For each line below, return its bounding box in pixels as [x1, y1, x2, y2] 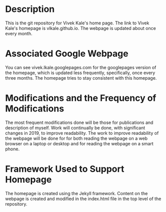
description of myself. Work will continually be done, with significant [5, 124, 146, 130]
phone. [5, 146, 20, 152]
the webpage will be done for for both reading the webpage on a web [5, 135, 148, 141]
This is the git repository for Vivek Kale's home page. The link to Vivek [5, 20, 150, 26]
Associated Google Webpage [5, 48, 129, 59]
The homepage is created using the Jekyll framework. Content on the [5, 190, 148, 196]
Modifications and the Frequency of [5, 93, 157, 104]
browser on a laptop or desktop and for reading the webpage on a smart [5, 140, 154, 146]
